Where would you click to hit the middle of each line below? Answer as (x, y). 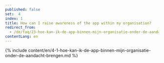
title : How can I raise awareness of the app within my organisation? (78, 23)
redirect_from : (20, 28)
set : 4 (13, 14)
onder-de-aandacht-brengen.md (38, 55)
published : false (23, 9)
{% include (16, 50)
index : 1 (14, 18)
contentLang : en (21, 37)
